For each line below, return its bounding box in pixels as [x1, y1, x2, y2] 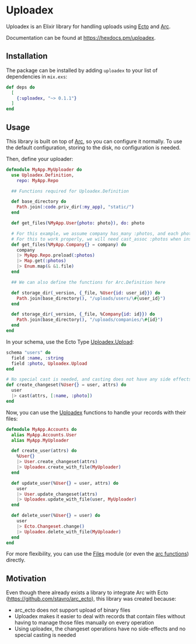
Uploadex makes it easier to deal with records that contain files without [14, 613, 185, 620]
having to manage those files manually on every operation [14, 619, 155, 626]
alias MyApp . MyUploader [11, 437, 69, 443]
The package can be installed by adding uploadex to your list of [6, 67, 158, 74]
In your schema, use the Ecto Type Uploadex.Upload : [6, 338, 134, 345]
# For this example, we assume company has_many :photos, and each [11, 231, 179, 237]
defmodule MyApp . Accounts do [6, 426, 77, 432]
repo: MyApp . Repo [16, 177, 59, 183]
